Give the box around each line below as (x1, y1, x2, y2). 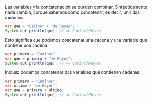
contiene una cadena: (5, 42, 49, 48)
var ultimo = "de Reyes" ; (5, 84, 57, 88)
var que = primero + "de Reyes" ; (5, 56, 73, 61)
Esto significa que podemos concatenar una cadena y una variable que (5, 37, 148, 43)
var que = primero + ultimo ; (5, 88, 64, 93)
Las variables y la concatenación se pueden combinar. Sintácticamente (5, 4, 148, 10)
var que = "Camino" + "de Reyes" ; (5, 24, 75, 29)
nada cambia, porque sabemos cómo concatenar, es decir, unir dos (5, 9, 140, 15)
